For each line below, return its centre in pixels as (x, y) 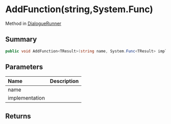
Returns (18, 116)
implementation (26, 98)
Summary (21, 39)
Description (64, 81)
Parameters (24, 67)
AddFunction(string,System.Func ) (79, 9)
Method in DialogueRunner (33, 23)
